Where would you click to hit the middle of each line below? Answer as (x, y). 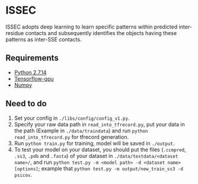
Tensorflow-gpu (34, 78)
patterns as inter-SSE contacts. (44, 39)
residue (15, 33)
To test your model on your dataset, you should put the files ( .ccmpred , (100, 150)
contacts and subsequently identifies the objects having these (101, 33)
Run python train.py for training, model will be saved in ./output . (94, 143)
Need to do (26, 104)
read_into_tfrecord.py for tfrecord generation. (71, 137)
